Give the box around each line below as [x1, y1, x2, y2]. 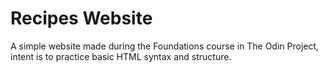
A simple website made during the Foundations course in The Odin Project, [10, 40, 320, 52]
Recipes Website [10, 7, 153, 30]
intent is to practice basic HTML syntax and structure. [10, 50, 232, 62]
